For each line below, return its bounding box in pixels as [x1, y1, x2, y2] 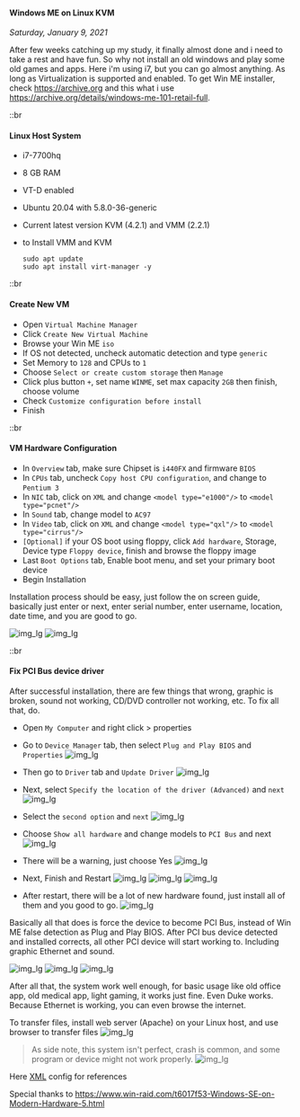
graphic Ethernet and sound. [9, 946, 115, 957]
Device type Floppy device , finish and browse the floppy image [22, 545, 257, 556]
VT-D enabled [22, 185, 75, 196]
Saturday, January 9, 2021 [9, 27, 108, 38]
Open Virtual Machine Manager [22, 319, 138, 330]
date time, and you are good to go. [9, 610, 137, 621]
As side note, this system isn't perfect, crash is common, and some [31, 1044, 280, 1055]
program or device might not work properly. [31, 1054, 194, 1065]
